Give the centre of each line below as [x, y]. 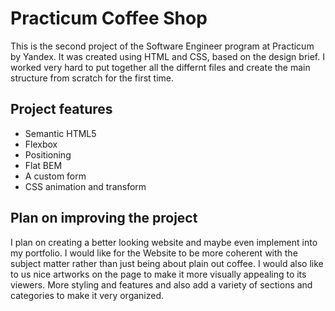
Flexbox [41, 144]
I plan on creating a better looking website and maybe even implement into [164, 242]
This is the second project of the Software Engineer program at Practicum [162, 46]
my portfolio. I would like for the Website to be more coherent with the [154, 253]
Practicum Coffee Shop [109, 18]
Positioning [48, 154]
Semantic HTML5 [60, 133]
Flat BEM [43, 165]
